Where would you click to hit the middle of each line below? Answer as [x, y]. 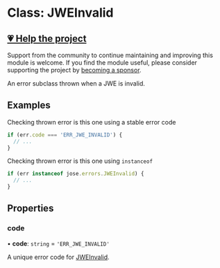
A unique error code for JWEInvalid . [58, 257]
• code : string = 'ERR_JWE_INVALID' [58, 243]
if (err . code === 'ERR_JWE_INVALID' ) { [65, 135]
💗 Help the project [47, 39]
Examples [29, 105]
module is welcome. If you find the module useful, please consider [102, 63]
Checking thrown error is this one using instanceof [80, 161]
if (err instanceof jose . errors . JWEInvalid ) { [76, 174]
